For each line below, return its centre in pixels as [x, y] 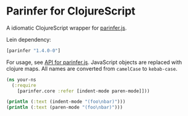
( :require [24, 85]
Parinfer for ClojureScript [71, 11]
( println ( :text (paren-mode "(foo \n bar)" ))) [64, 108]
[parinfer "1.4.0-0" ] [34, 50]
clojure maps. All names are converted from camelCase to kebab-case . [92, 68]
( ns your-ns [21, 80]
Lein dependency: [29, 39]
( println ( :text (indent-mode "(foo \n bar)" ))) [66, 102]
